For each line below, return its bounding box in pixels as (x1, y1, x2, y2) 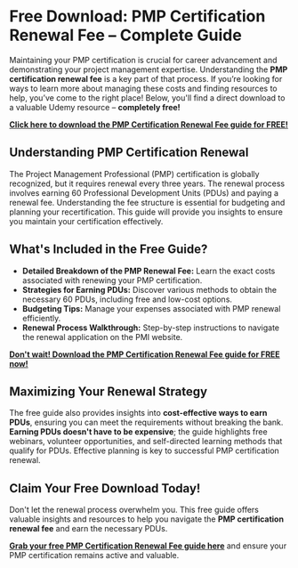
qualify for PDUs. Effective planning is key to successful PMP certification (9, 445, 280, 456)
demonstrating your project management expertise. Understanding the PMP (9, 64, 288, 75)
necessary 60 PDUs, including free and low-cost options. (21, 294, 233, 304)
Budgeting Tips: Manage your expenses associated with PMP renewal (21, 303, 281, 313)
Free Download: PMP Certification (9, 6, 266, 27)
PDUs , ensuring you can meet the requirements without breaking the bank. (9, 417, 284, 428)
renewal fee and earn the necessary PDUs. (9, 523, 168, 534)
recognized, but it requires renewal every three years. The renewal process (9, 178, 286, 189)
